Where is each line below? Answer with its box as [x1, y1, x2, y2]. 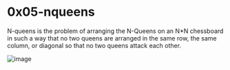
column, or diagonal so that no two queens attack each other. [7, 41, 181, 49]
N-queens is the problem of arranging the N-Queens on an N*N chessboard [7, 27, 224, 35]
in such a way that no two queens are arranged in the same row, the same [7, 34, 217, 42]
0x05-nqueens [7, 4, 95, 20]
